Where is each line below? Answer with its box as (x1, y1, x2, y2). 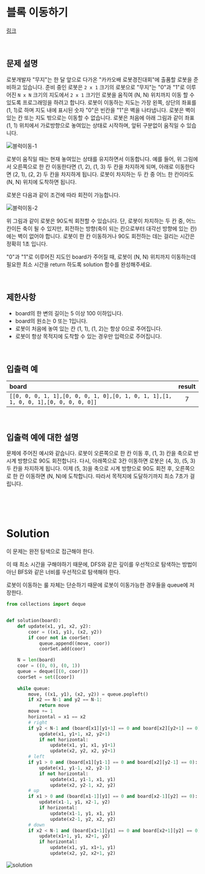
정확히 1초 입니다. (6, 240, 48, 248)
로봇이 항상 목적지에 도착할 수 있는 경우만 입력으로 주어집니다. (15, 332, 162, 340)
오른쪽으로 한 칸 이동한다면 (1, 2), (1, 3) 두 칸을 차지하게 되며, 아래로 (12, 163, 174, 170)
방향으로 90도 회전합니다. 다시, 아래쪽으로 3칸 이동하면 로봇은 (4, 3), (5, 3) (17, 457, 196, 465)
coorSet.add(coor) (38, 646, 86, 652)
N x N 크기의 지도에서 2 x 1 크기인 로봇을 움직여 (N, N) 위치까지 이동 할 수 (17, 91, 195, 98)
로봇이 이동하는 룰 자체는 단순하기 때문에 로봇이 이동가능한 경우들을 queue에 (6, 581, 189, 589)
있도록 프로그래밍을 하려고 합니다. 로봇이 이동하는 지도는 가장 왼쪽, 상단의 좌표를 (6, 98, 197, 106)
